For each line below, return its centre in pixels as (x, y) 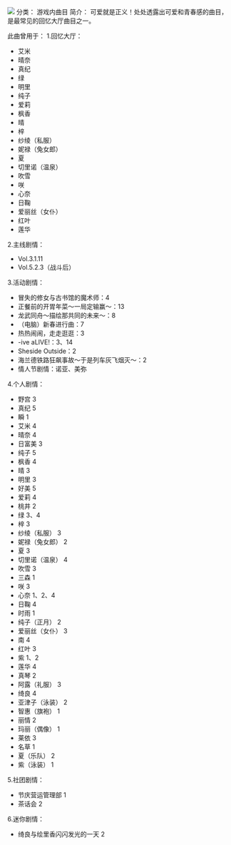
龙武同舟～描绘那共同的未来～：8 (67, 315)
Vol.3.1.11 (30, 259)
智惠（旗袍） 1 (39, 711)
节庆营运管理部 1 (42, 795)
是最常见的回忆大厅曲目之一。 (51, 21)
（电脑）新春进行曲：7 (51, 324)
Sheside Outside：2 (47, 351)
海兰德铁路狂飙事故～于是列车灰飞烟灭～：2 (82, 360)
